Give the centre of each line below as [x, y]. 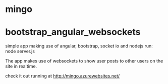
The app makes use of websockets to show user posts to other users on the [84, 61]
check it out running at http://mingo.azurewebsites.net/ [63, 76]
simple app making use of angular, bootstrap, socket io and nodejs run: [79, 46]
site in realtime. [21, 66]
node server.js [20, 51]
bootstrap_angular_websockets [73, 32]
